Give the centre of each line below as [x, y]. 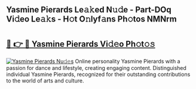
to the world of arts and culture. [45, 81]
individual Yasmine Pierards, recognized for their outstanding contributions [98, 74]
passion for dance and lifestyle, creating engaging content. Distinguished [97, 68]
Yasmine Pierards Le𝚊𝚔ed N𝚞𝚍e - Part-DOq [89, 10]
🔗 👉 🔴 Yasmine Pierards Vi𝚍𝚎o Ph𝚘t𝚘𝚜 [81, 44]
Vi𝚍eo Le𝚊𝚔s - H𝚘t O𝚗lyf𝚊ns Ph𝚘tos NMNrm [92, 19]
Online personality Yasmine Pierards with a [128, 61]
